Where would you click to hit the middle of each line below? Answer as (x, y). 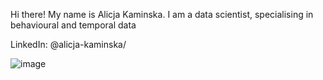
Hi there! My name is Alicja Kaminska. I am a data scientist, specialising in (162, 14)
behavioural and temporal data (73, 25)
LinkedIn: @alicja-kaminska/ (68, 44)
